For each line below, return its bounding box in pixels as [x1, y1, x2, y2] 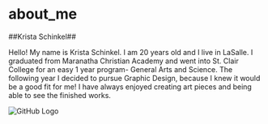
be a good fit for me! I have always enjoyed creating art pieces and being [8, 82, 253, 92]
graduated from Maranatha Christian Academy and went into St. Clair [8, 56, 239, 66]
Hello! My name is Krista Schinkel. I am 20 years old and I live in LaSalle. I [8, 47, 253, 57]
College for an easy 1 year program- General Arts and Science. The [8, 64, 233, 74]
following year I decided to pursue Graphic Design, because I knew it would [8, 73, 261, 83]
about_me [8, 5, 78, 24]
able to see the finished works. [8, 90, 112, 100]
